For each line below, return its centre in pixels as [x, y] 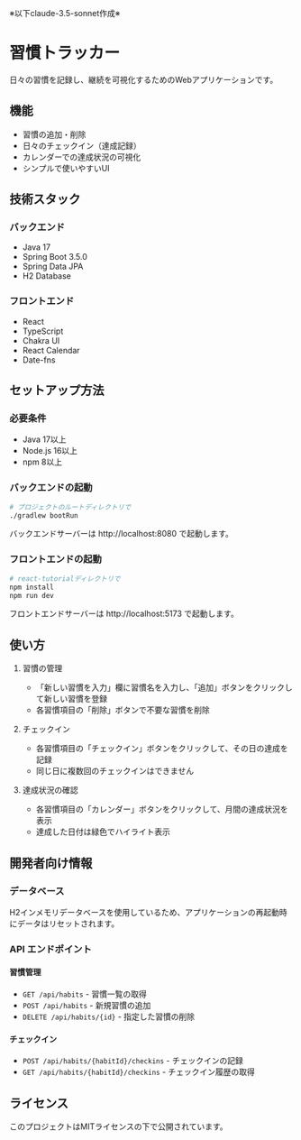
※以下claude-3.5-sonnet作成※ [65, 13]
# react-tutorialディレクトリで [65, 579]
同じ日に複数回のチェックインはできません [115, 771]
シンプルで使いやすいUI [66, 168]
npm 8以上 [42, 462]
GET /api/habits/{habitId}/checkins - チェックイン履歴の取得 [138, 1072]
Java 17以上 [44, 439]
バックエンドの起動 [51, 488]
